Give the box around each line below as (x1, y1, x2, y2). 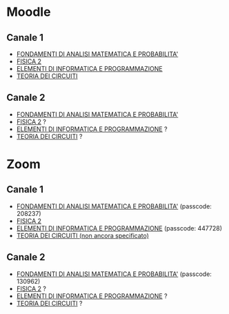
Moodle (6, 4, 51, 20)
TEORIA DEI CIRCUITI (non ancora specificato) (16, 231, 150, 239)
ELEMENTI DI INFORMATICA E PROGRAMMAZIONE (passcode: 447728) (16, 224, 222, 232)
